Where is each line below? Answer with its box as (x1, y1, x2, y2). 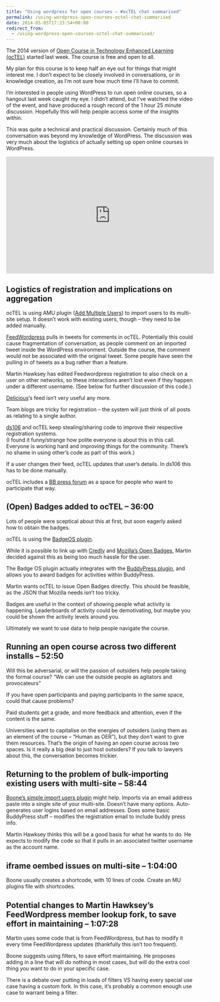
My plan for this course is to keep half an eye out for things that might (6, 65, 177, 72)
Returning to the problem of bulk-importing (6, 769, 169, 779)
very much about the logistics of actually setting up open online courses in (6, 138, 189, 146)
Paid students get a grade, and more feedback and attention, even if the (6, 708, 182, 716)
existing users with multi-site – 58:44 (6, 778, 147, 788)
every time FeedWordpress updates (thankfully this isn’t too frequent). (6, 941, 178, 948)
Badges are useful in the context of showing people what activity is (6, 600, 171, 607)
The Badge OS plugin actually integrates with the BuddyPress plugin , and (6, 565, 186, 572)
